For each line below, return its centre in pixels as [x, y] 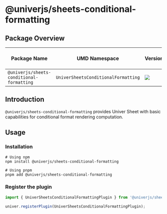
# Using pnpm [19, 170]
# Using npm [17, 157]
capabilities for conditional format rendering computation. [64, 117]
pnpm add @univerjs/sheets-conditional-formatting [59, 175]
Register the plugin [29, 187]
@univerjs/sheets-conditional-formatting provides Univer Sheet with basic [83, 111]
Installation [19, 147]
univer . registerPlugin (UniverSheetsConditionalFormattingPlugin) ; [75, 206]
